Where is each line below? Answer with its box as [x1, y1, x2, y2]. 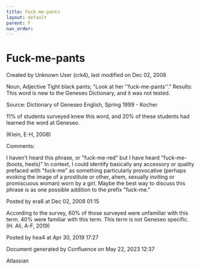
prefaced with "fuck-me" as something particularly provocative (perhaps [6, 167, 186, 175]
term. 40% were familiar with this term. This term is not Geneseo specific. [6, 216, 189, 223]
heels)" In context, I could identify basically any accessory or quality [25, 161, 195, 168]
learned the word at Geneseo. [6, 119, 80, 126]
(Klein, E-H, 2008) [6, 131, 51, 138]
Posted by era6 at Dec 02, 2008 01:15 [6, 198, 100, 205]
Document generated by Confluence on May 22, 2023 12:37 [6, 246, 155, 253]
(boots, [6, 161, 24, 168]
